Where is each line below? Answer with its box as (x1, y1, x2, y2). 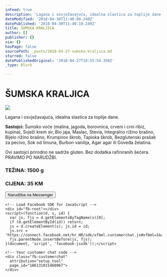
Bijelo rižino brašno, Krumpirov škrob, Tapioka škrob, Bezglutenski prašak (5, 135, 156, 140)
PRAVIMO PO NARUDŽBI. (5, 154, 57, 160)
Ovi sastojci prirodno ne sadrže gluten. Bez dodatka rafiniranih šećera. (5, 149, 150, 155)
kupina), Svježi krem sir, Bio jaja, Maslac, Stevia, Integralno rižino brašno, (5, 129, 155, 135)
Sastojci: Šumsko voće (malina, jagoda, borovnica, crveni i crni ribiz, (5, 124, 146, 130)
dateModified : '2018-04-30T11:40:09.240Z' (5, 16, 94, 21)
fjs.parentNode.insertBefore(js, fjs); (9, 237, 92, 242)
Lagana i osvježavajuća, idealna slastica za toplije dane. (5, 114, 119, 120)
